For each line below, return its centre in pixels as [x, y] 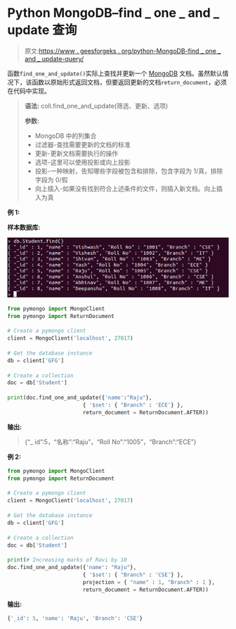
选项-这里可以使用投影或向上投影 [83, 162]
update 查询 [42, 30]
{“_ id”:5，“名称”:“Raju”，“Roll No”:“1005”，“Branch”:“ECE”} [110, 442]
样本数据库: [24, 227]
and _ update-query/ [54, 58]
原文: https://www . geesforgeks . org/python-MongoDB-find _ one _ [123, 51]
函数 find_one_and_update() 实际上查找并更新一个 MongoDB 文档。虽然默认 [115, 73]
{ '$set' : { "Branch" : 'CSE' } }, [133, 575]
